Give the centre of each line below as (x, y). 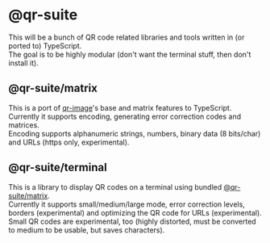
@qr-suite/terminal (58, 168)
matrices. (24, 125)
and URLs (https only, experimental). (69, 142)
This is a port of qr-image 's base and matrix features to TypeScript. (120, 107)
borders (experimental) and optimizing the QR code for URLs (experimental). (135, 212)
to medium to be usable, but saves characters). (87, 230)
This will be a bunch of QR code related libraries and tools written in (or (127, 37)
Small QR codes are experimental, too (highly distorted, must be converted (132, 221)
